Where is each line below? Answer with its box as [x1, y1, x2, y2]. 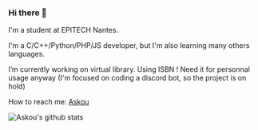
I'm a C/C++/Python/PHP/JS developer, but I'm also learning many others [8, 41, 250, 50]
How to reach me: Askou [8, 97, 89, 107]
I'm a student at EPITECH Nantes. [8, 26, 118, 35]
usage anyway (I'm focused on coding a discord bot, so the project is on [8, 73, 247, 83]
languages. [8, 49, 46, 59]
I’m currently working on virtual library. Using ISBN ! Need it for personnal [8, 65, 250, 74]
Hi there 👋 [8, 7, 48, 18]
